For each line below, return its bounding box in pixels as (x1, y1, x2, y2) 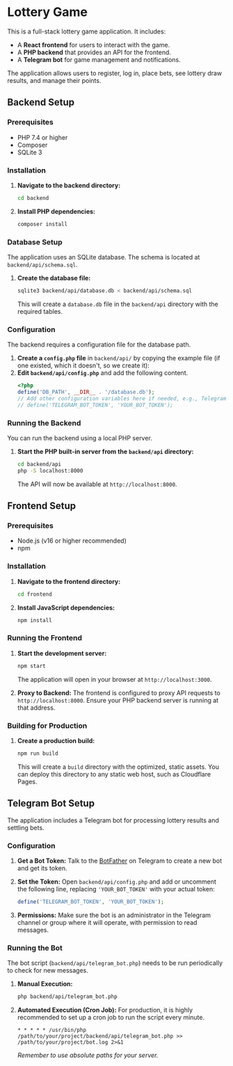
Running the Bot (7, 943, 63, 953)
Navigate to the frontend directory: (17, 577, 121, 585)
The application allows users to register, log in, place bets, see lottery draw (7, 69, 223, 77)
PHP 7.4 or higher (17, 133, 68, 141)
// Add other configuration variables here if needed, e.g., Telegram (17, 395, 227, 402)
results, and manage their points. (7, 76, 102, 84)
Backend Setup (7, 97, 75, 109)
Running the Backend (7, 418, 81, 428)
